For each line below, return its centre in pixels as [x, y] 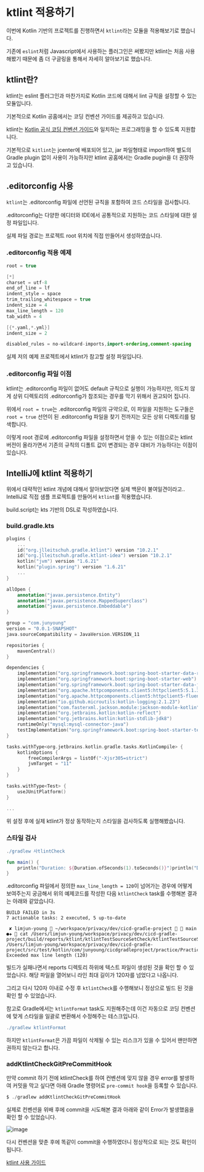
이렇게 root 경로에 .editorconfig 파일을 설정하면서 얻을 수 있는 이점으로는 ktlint [100, 437]
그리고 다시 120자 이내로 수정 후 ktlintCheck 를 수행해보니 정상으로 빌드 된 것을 [100, 988]
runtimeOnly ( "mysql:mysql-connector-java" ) [73, 724]
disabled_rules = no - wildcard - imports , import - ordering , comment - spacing [99, 344]
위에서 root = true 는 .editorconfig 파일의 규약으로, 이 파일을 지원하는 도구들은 [100, 409]
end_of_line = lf [28, 288]
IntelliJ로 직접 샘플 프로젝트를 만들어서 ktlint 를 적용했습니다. [79, 497]
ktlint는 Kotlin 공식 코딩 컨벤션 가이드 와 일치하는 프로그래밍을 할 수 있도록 [93, 129]
